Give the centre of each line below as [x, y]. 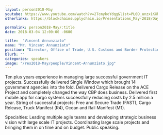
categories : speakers [27, 59]
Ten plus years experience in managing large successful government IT [77, 77]
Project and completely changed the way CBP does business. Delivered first [81, 92]
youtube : [14, 14]
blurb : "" [15, 54]
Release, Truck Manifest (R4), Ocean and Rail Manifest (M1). [65, 108]
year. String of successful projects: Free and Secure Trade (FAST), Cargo [78, 103]
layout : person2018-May [29, 9]
